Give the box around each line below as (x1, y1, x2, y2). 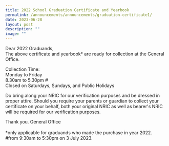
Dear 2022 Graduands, (5, 46, 54, 51)
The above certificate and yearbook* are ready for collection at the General (5, 51, 165, 57)
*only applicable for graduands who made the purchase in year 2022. (5, 130, 153, 136)
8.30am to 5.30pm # (5, 77, 49, 83)
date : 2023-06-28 (5, 17, 43, 22)
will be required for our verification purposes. (5, 109, 101, 115)
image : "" (5, 31, 27, 36)
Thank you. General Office (5, 119, 61, 124)
